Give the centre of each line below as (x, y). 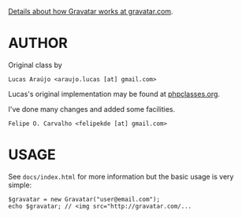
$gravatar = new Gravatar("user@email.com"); (84, 199)
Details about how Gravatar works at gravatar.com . (91, 11)
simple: (20, 185)
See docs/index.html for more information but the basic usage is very (121, 176)
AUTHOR (38, 43)
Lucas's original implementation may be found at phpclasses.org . (114, 94)
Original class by (35, 65)
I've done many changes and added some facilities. (92, 109)
